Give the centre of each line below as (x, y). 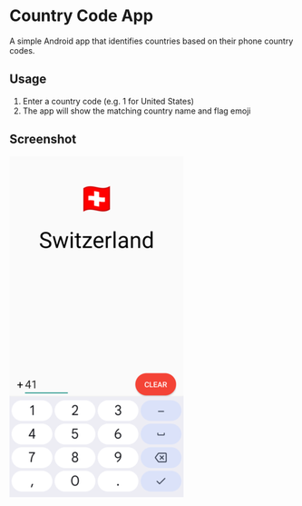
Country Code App (82, 16)
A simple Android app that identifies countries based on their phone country (151, 41)
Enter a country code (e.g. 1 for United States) (108, 101)
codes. (22, 50)
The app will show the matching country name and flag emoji (136, 111)
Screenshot (43, 139)
